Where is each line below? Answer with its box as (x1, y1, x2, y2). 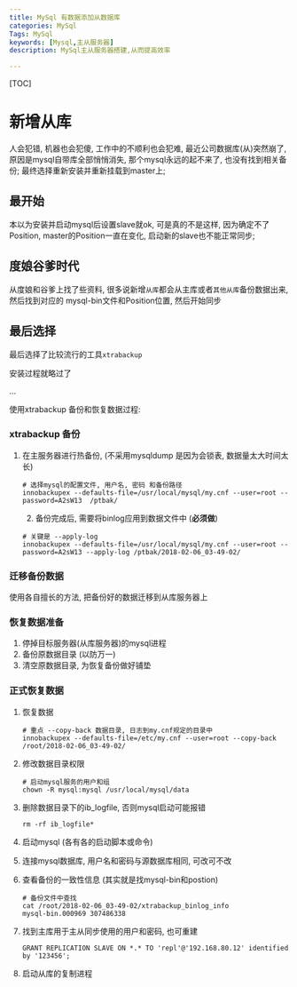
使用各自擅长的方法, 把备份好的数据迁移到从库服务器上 (9, 592, 208, 602)
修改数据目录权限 (21, 758, 85, 768)
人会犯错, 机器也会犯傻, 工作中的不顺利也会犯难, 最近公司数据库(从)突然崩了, (9, 143, 287, 154)
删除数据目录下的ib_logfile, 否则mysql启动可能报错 (21, 801, 207, 813)
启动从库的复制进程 (21, 967, 93, 978)
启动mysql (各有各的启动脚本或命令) (21, 836, 153, 847)
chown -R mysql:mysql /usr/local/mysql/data (21, 785, 190, 794)
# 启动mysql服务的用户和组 (21, 777, 110, 786)
